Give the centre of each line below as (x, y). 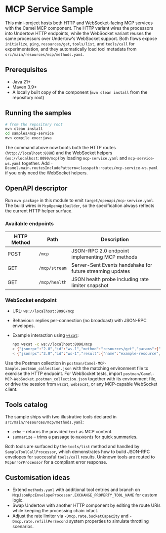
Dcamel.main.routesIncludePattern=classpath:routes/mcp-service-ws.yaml (82, 168)
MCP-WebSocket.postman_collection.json (46, 379)
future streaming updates (101, 271)
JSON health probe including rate (110, 279)
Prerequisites (26, 70)
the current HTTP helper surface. (39, 210)
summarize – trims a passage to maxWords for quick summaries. (75, 437)
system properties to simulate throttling (109, 521)
